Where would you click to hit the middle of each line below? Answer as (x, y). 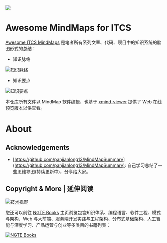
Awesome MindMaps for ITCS (68, 28)
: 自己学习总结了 (141, 165)
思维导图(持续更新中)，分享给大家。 (54, 171)
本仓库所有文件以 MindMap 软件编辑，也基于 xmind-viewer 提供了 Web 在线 (83, 102)
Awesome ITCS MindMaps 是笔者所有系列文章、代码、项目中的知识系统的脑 (83, 42)
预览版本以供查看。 (25, 108)
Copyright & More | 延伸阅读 (49, 189)
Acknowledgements (37, 147)
